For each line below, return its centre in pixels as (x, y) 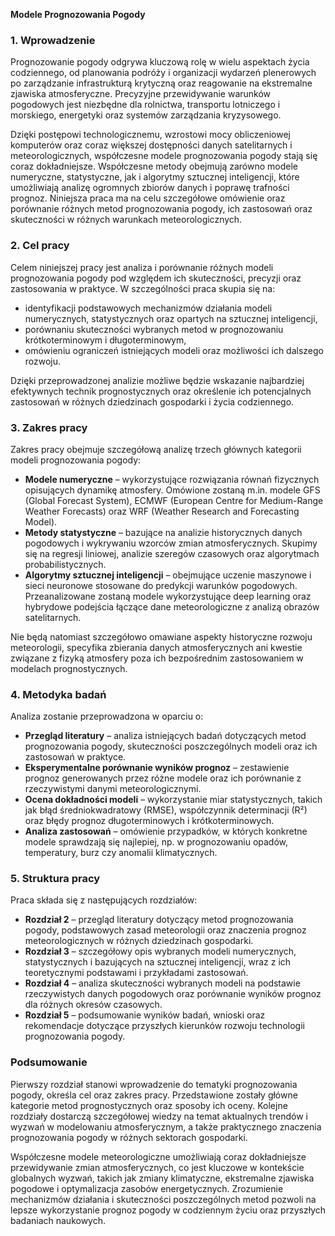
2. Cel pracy (40, 246)
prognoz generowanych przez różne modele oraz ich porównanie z (163, 778)
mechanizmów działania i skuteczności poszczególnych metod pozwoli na (163, 1199)
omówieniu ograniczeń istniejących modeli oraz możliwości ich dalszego (174, 350)
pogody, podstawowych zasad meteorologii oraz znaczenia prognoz (165, 930)
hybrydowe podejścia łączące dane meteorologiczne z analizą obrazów (172, 606)
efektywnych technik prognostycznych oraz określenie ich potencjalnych (161, 391)
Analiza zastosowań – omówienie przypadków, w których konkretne (166, 831)
